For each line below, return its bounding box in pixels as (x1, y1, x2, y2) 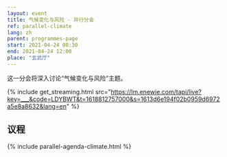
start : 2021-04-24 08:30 (7, 42, 78, 48)
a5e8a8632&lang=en (7, 102, 67, 110)
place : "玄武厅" (7, 55, 51, 61)
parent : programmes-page (7, 35, 78, 42)
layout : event (7, 10, 48, 17)
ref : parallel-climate (7, 23, 72, 29)
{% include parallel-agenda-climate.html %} (7, 142, 132, 150)
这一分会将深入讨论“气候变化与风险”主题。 (7, 74, 127, 82)
